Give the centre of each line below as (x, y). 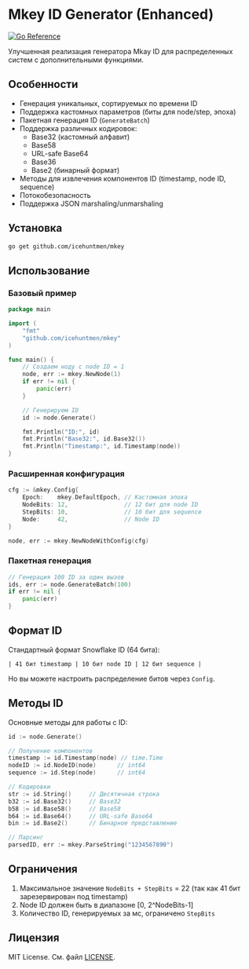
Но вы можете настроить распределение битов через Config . (112, 678)
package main (29, 309)
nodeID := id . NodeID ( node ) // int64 (77, 766)
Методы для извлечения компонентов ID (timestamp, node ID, (123, 178)
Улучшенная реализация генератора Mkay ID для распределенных (121, 51)
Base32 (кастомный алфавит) (81, 137)
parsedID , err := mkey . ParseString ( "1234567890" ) (91, 845)
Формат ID (35, 631)
